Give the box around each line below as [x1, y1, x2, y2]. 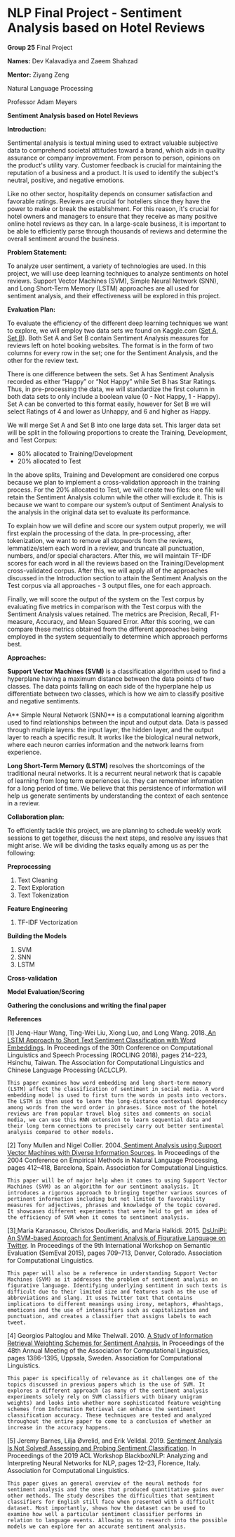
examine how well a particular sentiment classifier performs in [7, 1510, 202, 1517]
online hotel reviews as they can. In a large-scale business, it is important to [7, 219, 227, 228]
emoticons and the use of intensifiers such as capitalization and [7, 1306, 209, 1313]
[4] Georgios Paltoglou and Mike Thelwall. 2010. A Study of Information [7, 1331, 213, 1339]
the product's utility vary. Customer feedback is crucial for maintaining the [7, 160, 222, 170]
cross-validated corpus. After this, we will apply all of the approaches [7, 566, 208, 575]
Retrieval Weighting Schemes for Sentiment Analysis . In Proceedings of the [7, 1339, 224, 1347]
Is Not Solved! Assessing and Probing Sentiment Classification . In [7, 1443, 196, 1452]
